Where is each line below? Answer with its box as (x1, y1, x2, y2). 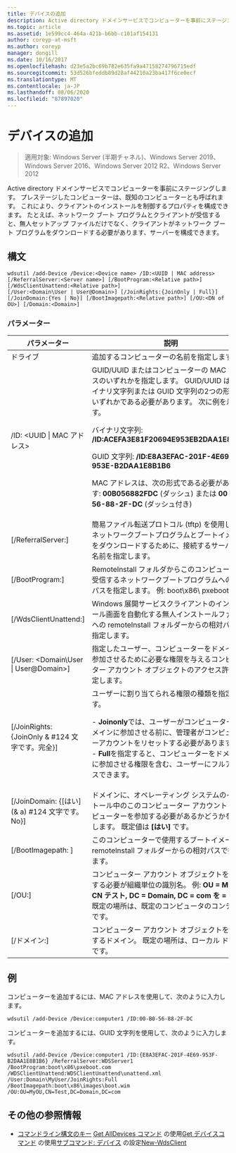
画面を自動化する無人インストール (105, 609, 219, 619)
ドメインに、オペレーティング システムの (91, 791, 227, 800)
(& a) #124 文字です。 (11, 807, 84, 817)
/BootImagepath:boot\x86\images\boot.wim (7, 1082, 131, 1090)
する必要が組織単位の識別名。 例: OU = (91, 880, 221, 890)
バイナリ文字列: (91, 425, 143, 435)
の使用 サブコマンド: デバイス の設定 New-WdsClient (37, 1138, 187, 1147)
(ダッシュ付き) (144, 499, 192, 509)
